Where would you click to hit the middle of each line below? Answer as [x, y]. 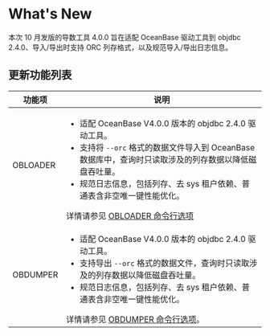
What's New [50, 14]
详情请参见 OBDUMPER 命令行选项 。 [135, 319]
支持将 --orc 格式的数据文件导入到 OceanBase [167, 147]
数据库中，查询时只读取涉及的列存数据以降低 [164, 159]
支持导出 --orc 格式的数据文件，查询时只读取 [164, 263]
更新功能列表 [40, 75]
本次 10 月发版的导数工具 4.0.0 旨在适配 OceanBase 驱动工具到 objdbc [125, 37]
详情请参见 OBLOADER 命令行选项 [130, 215]
